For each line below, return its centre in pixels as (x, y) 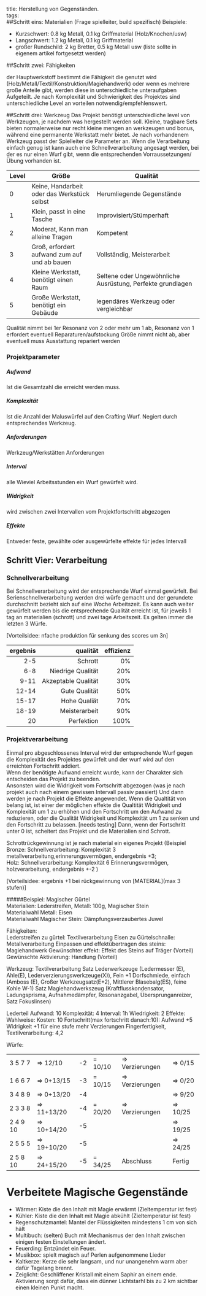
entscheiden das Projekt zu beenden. (54, 779)
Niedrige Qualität (74, 671)
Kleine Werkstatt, (56, 272)
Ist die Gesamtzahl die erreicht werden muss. (63, 387)
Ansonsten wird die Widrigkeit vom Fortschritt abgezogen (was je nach (96, 785)
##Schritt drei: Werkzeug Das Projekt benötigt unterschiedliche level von (98, 115)
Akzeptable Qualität (70, 681)
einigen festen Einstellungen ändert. (61, 1241)
